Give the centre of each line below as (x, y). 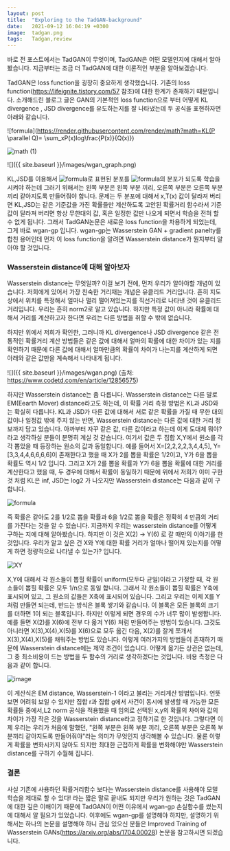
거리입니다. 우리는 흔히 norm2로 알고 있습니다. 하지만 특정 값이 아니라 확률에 (110, 309)
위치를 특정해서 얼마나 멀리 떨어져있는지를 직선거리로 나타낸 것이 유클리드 (123, 300)
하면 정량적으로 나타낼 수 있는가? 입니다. (68, 551)
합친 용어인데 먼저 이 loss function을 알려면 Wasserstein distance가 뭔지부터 (112, 239)
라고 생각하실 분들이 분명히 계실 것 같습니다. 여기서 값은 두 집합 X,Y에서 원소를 (112, 438)
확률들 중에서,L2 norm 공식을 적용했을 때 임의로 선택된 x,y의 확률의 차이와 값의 (113, 710)
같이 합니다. (35, 665)
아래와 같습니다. (28, 117)
